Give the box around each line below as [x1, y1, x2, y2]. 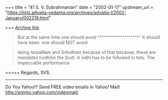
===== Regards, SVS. [5, 69, 51, 75]
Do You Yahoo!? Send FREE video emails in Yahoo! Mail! [5, 84, 120, 89]
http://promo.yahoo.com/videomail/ [5, 89, 78, 95]
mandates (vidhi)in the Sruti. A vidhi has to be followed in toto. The [17, 54, 155, 60]
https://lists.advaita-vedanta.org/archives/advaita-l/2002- [7, 9, 126, 15]
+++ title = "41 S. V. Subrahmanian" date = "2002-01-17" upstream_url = [5, 4, 153, 10]
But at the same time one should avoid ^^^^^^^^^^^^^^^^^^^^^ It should [17, 34, 160, 40]
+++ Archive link [5, 24, 39, 30]
